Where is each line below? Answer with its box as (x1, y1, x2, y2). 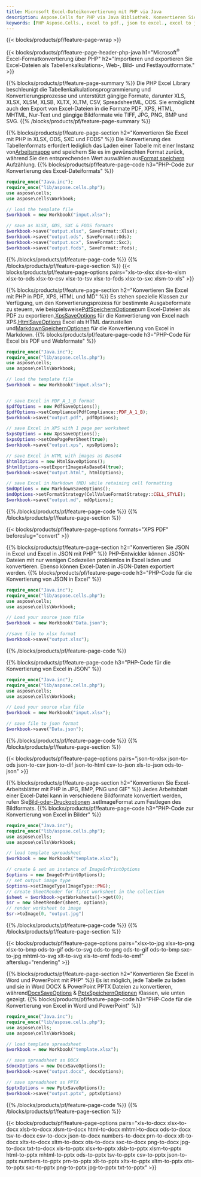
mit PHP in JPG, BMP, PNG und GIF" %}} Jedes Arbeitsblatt (41, 785, 188, 792)
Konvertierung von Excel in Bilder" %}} (6, 811, 102, 818)
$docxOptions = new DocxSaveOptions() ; (6, 1063, 106, 1069)
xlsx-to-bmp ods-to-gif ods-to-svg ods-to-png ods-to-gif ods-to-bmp (6, 946, 180, 953)
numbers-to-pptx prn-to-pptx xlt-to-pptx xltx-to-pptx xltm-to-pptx (19, 1157, 183, 1164)
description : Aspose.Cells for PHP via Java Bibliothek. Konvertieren (6, 14, 186, 20)
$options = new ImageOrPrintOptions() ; (6, 872, 106, 878)
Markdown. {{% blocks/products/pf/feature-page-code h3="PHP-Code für (6, 331, 191, 338)
